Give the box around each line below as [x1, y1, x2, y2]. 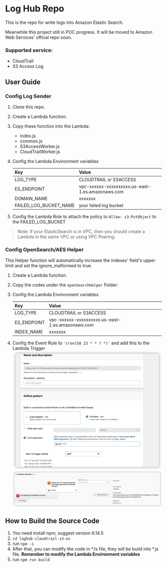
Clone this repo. [12, 104, 45, 110]
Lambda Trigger [12, 345, 46, 351]
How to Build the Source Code [5, 517, 100, 525]
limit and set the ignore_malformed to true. [5, 263, 92, 269]
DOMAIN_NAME [14, 196, 48, 202]
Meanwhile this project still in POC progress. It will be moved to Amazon [5, 29, 153, 35]
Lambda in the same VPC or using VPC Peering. [17, 234, 116, 240]
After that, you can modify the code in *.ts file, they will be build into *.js [12, 546, 159, 552]
